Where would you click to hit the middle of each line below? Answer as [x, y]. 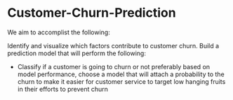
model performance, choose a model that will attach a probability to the [121, 74]
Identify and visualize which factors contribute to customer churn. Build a [113, 45]
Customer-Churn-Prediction [92, 13]
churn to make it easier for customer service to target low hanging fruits [121, 81]
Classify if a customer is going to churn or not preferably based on [114, 66]
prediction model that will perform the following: [76, 53]
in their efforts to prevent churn [63, 89]
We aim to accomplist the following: [59, 32]
